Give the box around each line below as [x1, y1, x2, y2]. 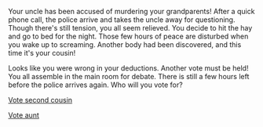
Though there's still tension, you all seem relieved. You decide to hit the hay [8, 24, 253, 32]
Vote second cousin [8, 96, 73, 104]
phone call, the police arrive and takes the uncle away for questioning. [8, 15, 236, 24]
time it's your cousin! [8, 49, 76, 57]
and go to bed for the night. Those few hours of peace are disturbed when [8, 31, 249, 41]
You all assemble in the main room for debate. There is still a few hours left [8, 72, 250, 81]
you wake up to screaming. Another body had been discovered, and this [8, 40, 242, 49]
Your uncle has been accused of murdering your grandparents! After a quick [8, 7, 255, 16]
